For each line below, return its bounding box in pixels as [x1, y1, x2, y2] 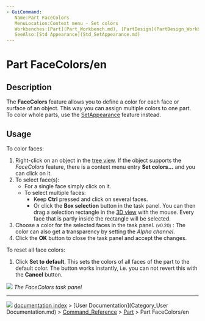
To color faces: [6, 144, 45, 152]
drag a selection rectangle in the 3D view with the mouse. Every [33, 208, 194, 216]
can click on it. [15, 169, 52, 177]
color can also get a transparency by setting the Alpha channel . [15, 228, 175, 235]
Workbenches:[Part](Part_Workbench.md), [14, 26, 119, 32]
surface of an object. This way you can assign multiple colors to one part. [6, 105, 192, 112]
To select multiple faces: [24, 189, 87, 196]
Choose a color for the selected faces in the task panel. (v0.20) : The [15, 221, 186, 228]
